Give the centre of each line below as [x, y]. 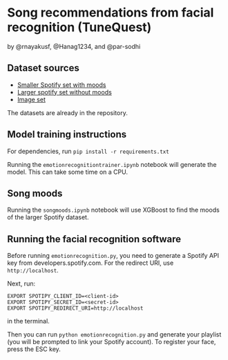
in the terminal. [28, 321]
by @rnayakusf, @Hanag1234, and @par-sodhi [74, 46]
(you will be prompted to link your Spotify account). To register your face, [112, 342]
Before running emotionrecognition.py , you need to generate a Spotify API [113, 256]
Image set [31, 99]
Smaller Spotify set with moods [61, 85]
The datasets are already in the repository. [67, 112]
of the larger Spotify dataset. [48, 217]
